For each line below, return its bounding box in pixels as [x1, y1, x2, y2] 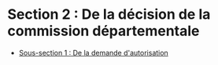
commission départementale [7, 22, 200, 40]
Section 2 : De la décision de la [7, 5, 211, 23]
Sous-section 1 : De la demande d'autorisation [18, 48, 168, 57]
